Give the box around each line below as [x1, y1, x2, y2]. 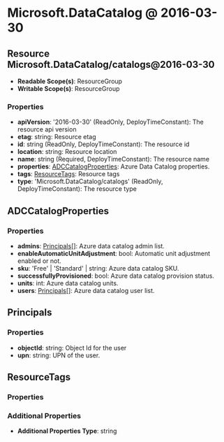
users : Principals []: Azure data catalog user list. [17, 286, 155, 294]
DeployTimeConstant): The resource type [17, 185, 137, 193]
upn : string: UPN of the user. [17, 351, 100, 359]
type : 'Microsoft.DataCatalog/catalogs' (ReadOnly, [17, 177, 163, 186]
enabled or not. [17, 257, 61, 265]
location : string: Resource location [17, 148, 117, 156]
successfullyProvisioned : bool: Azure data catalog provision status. [17, 271, 215, 280]
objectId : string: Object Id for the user [17, 343, 127, 352]
